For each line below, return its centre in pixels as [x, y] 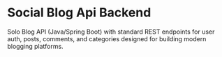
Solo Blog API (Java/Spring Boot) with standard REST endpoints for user [111, 32]
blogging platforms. [36, 46]
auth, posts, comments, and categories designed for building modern [107, 38]
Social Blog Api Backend [79, 13]
